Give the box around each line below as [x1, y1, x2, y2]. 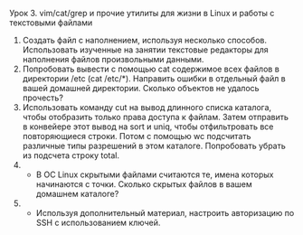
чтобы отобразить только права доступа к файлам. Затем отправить [22, 112, 289, 122]
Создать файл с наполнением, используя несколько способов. [22, 35, 267, 45]
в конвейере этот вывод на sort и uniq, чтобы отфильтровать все [22, 121, 274, 132]
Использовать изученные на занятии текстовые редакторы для [22, 44, 269, 55]
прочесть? [22, 92, 63, 103]
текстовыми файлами [9, 17, 93, 28]
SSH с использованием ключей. [35, 217, 161, 228]
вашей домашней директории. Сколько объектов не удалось [22, 83, 260, 93]
